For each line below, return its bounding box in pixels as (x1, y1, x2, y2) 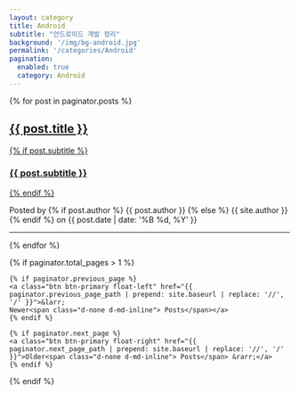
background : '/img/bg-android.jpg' (9, 37, 141, 47)
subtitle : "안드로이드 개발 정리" (9, 29, 120, 38)
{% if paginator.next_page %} (9, 329, 122, 338)
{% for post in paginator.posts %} (9, 95, 133, 106)
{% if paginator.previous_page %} (9, 274, 138, 283)
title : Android (9, 21, 66, 30)
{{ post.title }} (9, 121, 89, 136)
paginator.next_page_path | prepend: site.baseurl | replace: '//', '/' (9, 344, 285, 353)
